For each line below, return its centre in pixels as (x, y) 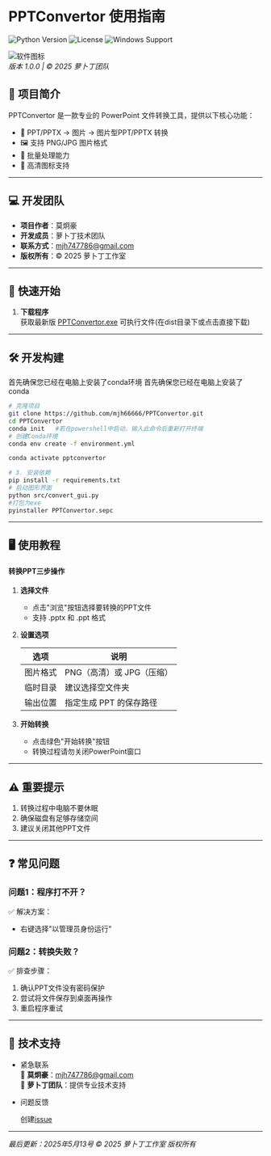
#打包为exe (25, 503)
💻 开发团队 (36, 201)
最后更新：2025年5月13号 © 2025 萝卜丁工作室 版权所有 (102, 1144)
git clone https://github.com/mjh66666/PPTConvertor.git (106, 414)
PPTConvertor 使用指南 (87, 17)
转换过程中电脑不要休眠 (59, 808)
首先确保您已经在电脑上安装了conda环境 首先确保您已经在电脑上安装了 (126, 382)
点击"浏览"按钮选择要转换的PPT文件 (92, 608)
